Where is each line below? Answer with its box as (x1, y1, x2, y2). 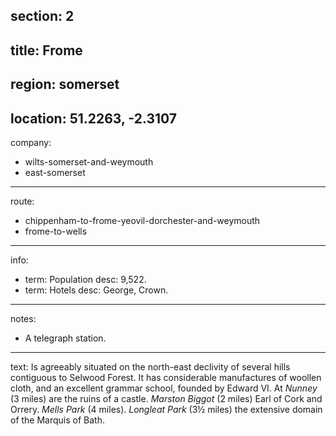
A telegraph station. (24, 332, 107, 344)
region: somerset (10, 76, 120, 93)
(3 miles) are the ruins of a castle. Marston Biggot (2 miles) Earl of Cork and (10, 392, 323, 404)
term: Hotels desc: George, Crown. (24, 284, 169, 296)
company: (10, 136, 52, 148)
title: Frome (10, 42, 83, 59)
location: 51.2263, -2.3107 (10, 110, 178, 127)
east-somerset (24, 166, 86, 178)
